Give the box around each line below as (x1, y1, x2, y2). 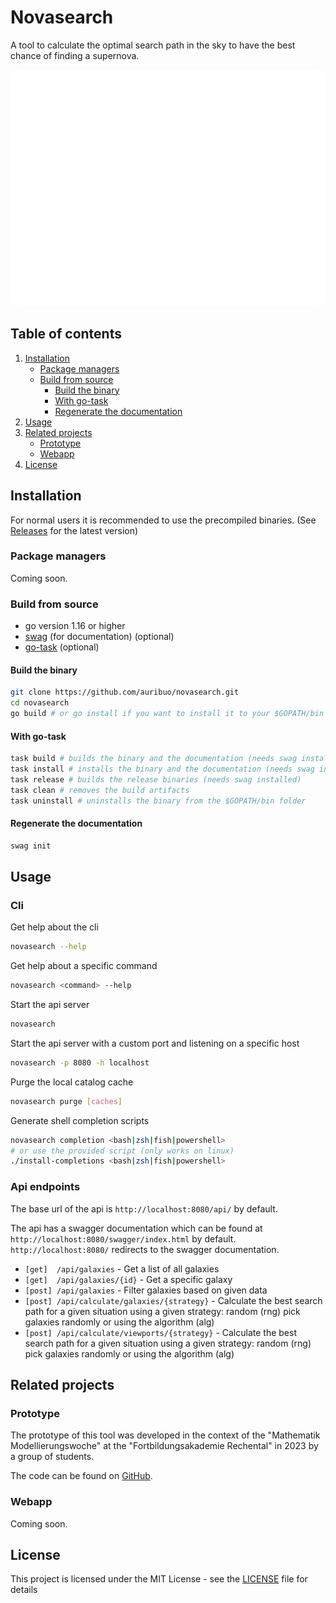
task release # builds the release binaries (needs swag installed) (10, 774, 302, 785)
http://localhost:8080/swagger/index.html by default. (10, 1232, 237, 1245)
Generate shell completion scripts (10, 1114, 150, 1126)
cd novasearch (10, 698, 70, 708)
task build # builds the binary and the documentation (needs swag (10, 754, 298, 764)
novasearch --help (10, 942, 87, 952)
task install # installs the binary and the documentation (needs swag (10, 764, 315, 775)
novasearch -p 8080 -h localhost (10, 1057, 150, 1068)
